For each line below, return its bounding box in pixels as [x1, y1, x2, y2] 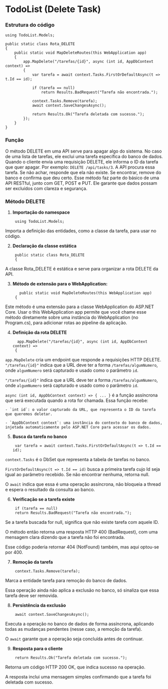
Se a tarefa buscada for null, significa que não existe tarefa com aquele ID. [5, 519, 159, 525]
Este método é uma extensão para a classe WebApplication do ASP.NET [5, 304, 154, 310]
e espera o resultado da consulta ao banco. [5, 487, 95, 493]
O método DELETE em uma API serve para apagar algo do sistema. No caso [5, 148, 162, 154]
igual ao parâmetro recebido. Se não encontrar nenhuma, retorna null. [5, 472, 149, 478]
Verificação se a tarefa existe [12, 496, 75, 502]
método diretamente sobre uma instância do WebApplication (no [5, 315, 139, 321]
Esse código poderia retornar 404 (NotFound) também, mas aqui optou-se [5, 544, 159, 550]
